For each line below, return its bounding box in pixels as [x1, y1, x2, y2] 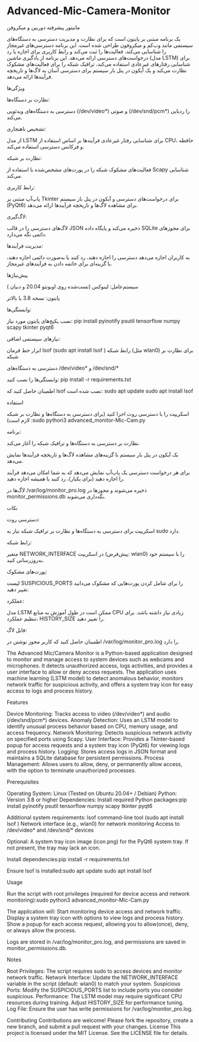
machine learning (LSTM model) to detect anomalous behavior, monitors [7, 674, 184, 682]
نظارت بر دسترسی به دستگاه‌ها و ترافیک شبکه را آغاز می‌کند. [7, 440, 140, 447]
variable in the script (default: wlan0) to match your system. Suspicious [7, 980, 181, 987]
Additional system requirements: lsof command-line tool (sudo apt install [7, 813, 184, 821]
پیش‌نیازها [7, 271, 28, 278]
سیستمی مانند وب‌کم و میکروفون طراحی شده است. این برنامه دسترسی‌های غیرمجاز [7, 41, 193, 49]
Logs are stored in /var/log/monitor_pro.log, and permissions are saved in [7, 938, 186, 945]
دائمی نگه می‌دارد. [7, 230, 47, 238]
